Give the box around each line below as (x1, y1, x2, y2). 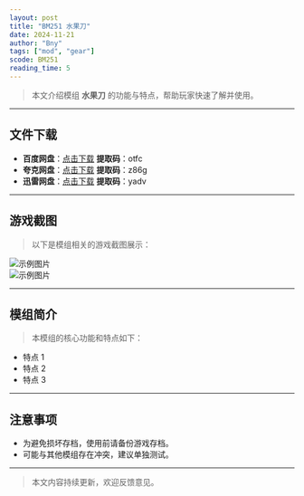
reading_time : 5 (9, 64, 71, 73)
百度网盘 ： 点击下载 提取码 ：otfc (22, 153, 143, 164)
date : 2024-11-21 (9, 30, 75, 39)
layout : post (9, 13, 59, 23)
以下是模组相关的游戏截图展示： (31, 239, 151, 250)
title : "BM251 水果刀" (9, 22, 91, 31)
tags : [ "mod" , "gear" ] (9, 47, 95, 56)
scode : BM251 (9, 55, 59, 64)
